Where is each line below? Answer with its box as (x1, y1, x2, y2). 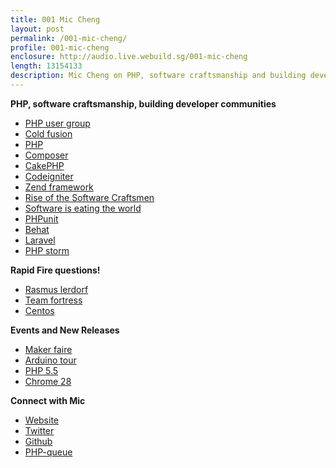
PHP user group (24, 117, 91, 129)
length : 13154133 (10, 61, 83, 71)
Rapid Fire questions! (10, 264, 101, 276)
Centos (24, 304, 55, 316)
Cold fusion (24, 127, 73, 140)
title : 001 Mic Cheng (10, 14, 101, 25)
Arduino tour (24, 354, 77, 366)
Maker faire (24, 343, 73, 355)
